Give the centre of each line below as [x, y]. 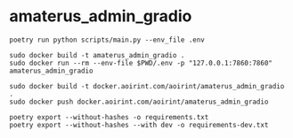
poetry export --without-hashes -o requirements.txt [109, 117]
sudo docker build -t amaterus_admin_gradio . [97, 55]
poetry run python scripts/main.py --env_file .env [107, 40]
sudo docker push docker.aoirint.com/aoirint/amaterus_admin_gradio [139, 102]
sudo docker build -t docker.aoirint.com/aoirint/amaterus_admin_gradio [147, 86]
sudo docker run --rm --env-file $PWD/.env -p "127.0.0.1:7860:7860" [141, 63]
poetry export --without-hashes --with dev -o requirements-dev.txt [139, 125]
